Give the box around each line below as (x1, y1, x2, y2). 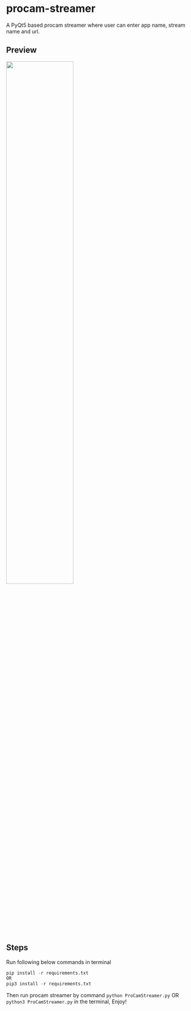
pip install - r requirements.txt (6, 970, 89, 976)
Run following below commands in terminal (6, 958, 112, 966)
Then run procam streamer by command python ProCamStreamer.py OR (6, 992, 179, 999)
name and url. (6, 27, 40, 35)
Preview (6, 45, 37, 55)
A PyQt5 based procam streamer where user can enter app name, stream (6, 21, 186, 29)
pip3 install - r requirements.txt (6, 981, 92, 987)
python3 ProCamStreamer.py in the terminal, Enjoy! (6, 998, 127, 1005)
